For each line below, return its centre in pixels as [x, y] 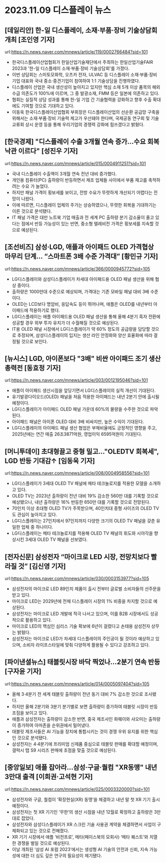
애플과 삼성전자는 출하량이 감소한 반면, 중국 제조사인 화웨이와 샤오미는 [80, 719]
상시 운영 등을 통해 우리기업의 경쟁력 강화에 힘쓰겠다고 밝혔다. [85, 124]
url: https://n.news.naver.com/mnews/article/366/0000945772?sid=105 [77, 269]
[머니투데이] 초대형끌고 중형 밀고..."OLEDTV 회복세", [82, 451]
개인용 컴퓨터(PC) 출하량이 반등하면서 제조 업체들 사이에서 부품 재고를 [80, 180]
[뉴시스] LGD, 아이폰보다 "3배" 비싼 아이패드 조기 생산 [83, 359]
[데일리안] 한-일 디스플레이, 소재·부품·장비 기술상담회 [81, 30]
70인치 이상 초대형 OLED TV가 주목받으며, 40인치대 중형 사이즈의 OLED [82, 508]
